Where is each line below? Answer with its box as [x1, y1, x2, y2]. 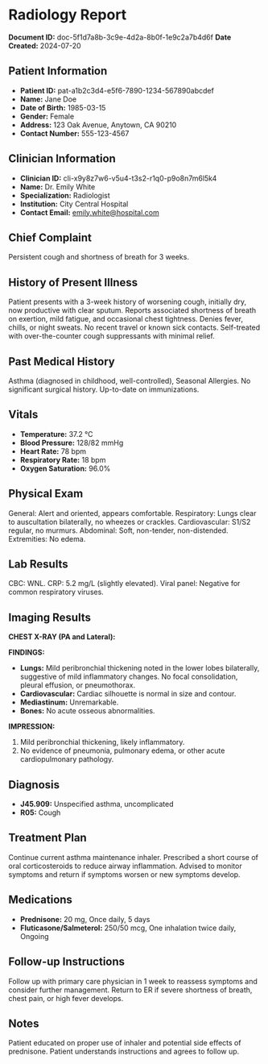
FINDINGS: [8, 647, 45, 658]
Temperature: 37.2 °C [19, 429, 93, 438]
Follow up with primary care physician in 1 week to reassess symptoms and [8, 976, 258, 986]
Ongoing [19, 931, 50, 941]
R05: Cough [19, 808, 61, 817]
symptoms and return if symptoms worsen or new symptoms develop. [8, 869, 241, 879]
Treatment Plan [8, 831, 87, 845]
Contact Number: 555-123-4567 [19, 128, 130, 138]
